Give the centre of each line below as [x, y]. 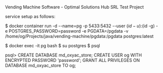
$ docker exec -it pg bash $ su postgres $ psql [53, 46]
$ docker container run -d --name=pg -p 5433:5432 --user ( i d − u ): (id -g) [80, 26]
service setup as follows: [30, 16]
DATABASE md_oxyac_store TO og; [41, 65]
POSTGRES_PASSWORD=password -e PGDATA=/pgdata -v [69, 31]
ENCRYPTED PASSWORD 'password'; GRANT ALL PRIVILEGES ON [72, 60]
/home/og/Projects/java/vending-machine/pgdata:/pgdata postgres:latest [79, 36]
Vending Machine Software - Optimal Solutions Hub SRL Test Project [74, 7]
